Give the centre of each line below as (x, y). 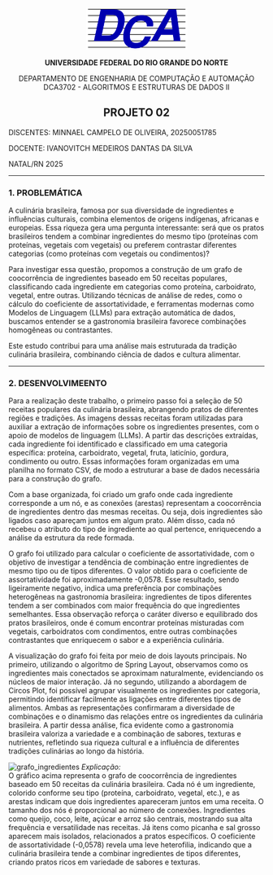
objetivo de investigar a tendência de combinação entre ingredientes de (129, 562)
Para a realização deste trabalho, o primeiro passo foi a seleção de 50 (126, 401)
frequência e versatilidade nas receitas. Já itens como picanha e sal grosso (134, 828)
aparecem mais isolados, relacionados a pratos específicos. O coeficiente (132, 836)
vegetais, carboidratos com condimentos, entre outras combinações (123, 631)
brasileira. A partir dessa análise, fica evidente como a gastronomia (121, 725)
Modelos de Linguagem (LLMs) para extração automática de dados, (122, 313)
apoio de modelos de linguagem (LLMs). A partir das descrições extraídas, (133, 436)
